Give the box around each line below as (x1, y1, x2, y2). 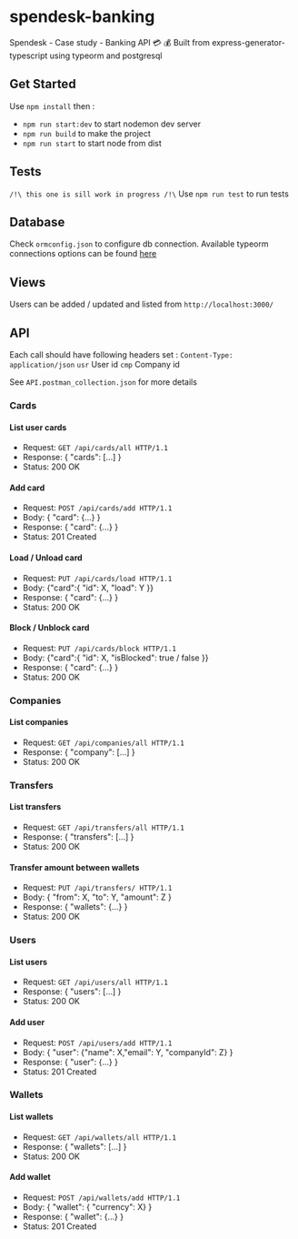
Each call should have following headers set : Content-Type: (9, 349, 233, 360)
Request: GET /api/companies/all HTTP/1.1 (22, 737, 184, 748)
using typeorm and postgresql (49, 50, 163, 61)
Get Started (9, 76, 76, 92)
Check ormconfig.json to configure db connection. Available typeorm (9, 238, 269, 249)
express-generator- (212, 36, 286, 47)
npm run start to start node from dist (22, 137, 162, 148)
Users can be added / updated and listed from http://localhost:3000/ (9, 298, 274, 310)
